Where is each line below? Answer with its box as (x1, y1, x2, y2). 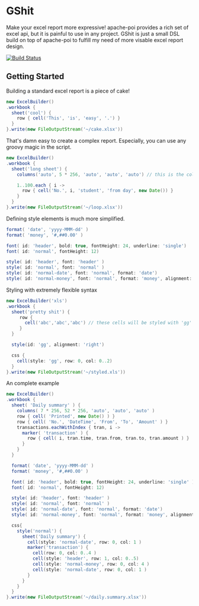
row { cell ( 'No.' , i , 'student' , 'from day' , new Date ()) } (21, 188, 174, 194)
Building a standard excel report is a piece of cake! (6, 87, 130, 94)
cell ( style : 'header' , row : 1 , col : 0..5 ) (32, 555, 139, 562)
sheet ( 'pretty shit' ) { (11, 309, 70, 315)
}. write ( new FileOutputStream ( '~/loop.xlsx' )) (6, 204, 123, 210)
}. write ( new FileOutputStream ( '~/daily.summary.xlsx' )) (6, 594, 147, 601)
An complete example (6, 380, 59, 387)
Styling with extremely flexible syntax (6, 286, 98, 293)
